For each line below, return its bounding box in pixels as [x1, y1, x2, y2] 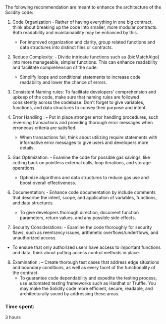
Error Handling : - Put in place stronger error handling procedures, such [12, 114, 159, 120]
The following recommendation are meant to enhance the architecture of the [5, 4, 162, 10]
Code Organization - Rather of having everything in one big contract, [12, 19, 153, 25]
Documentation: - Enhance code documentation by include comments [12, 189, 156, 195]
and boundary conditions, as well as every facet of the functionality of [12, 265, 156, 270]
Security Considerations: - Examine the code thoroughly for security [12, 225, 152, 230]
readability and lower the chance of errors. [19, 79, 108, 85]
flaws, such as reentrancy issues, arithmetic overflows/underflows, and [12, 230, 159, 235]
